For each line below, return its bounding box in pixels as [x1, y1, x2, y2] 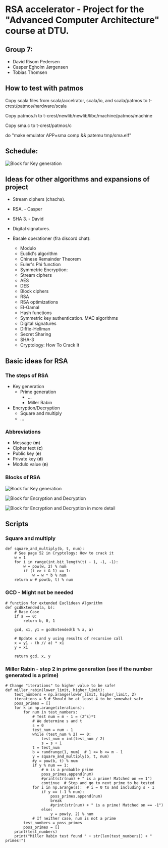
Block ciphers [20, 288, 49, 294]
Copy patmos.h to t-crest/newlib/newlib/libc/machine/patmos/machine [5, 112, 153, 118]
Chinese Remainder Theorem [20, 256, 81, 262]
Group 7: [5, 45, 33, 54]
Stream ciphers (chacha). [12, 196, 66, 202]
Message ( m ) [12, 440, 40, 446]
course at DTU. [5, 25, 69, 36]
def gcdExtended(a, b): [5, 605, 55, 610]
